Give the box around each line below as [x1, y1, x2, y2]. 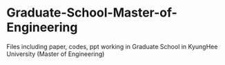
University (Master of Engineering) [6, 50, 105, 58]
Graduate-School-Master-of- [6, 5, 177, 21]
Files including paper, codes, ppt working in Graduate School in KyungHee [6, 42, 218, 50]
